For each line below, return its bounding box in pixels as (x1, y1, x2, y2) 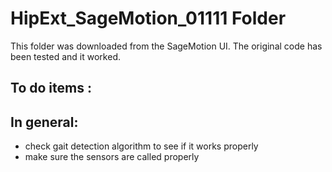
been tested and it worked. (10, 50, 121, 62)
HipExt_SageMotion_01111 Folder (10, 7, 287, 30)
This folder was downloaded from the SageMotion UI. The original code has (10, 40, 323, 52)
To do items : (10, 80, 92, 97)
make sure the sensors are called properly (24, 151, 200, 163)
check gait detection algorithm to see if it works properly (24, 140, 259, 152)
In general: (10, 113, 79, 131)
